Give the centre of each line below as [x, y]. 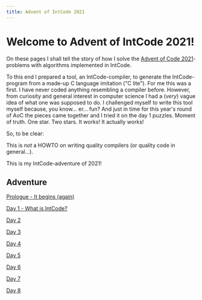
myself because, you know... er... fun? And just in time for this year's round [99, 109]
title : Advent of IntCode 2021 [46, 12]
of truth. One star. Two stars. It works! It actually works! [75, 122]
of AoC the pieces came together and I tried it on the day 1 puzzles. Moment [101, 115]
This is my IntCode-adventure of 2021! [54, 163]
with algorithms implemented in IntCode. [81, 65]
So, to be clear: [25, 133]
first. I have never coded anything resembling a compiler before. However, [99, 90]
